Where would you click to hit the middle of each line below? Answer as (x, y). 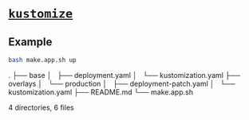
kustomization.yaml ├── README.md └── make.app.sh (101, 92)
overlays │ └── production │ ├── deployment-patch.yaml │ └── (122, 83)
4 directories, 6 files (41, 107)
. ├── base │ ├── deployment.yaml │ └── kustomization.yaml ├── (125, 75)
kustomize (41, 14)
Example (30, 42)
